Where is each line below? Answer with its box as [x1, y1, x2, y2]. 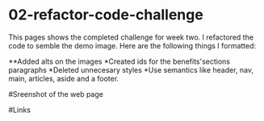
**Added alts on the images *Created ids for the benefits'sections [8, 56, 230, 66]
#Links [8, 105, 31, 115]
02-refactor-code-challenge [8, 6, 203, 24]
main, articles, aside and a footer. [8, 73, 119, 83]
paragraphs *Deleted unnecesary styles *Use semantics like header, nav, [8, 65, 254, 74]
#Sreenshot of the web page [8, 89, 103, 98]
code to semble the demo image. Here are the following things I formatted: [8, 40, 257, 50]
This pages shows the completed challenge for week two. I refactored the [8, 32, 254, 42]
